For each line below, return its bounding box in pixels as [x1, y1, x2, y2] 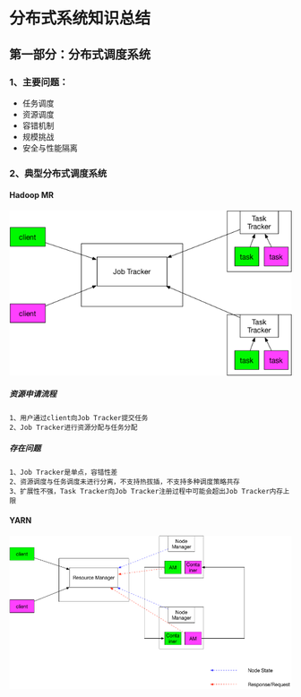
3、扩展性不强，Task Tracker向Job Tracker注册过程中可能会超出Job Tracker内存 [9, 486, 284, 495]
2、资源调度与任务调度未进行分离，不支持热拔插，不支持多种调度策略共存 [9, 477, 240, 486]
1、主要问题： [9, 75, 69, 88]
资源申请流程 [9, 389, 56, 400]
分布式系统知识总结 [9, 8, 151, 29]
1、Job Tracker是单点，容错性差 [9, 468, 118, 477]
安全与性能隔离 [21, 142, 78, 153]
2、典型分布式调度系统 [9, 167, 107, 179]
